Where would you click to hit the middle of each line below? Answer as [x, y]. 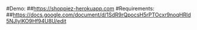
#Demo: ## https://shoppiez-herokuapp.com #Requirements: [80, 9]
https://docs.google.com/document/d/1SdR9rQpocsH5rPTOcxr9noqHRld [102, 15]
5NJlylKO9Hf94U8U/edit [36, 21]
